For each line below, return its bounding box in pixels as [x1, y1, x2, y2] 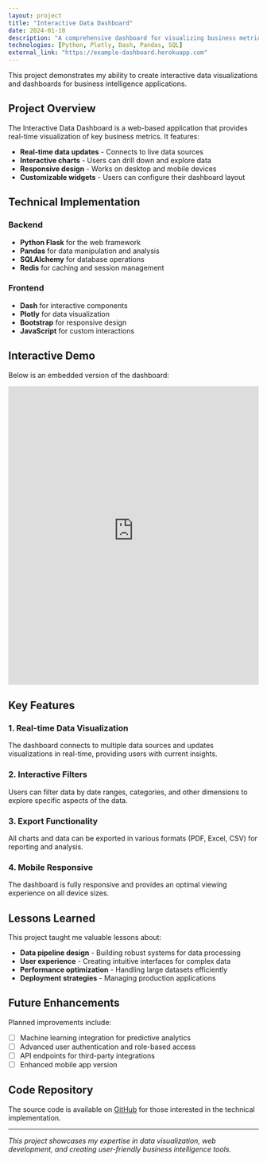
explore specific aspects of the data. [8, 795, 129, 805]
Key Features [8, 699, 75, 712]
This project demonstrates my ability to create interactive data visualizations [8, 71, 258, 80]
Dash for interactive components [19, 300, 129, 310]
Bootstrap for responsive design [19, 318, 127, 327]
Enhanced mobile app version [19, 1060, 118, 1069]
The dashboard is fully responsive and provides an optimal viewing [8, 880, 228, 890]
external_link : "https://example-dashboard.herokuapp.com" [8, 49, 208, 57]
